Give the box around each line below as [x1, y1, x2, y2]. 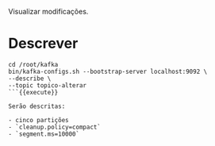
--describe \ [8, 75, 52, 83]
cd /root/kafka [8, 60, 59, 68]
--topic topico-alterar [8, 81, 87, 90]
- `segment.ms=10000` [8, 130, 80, 138]
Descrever [8, 35, 79, 52]
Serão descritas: [8, 102, 66, 110]
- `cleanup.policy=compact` [8, 123, 102, 131]
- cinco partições [8, 116, 69, 124]
